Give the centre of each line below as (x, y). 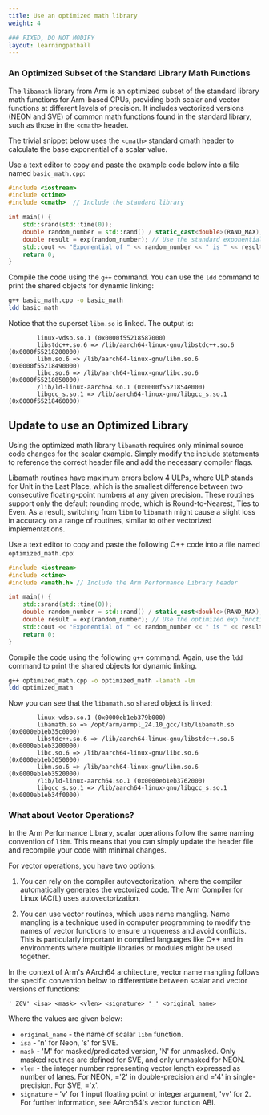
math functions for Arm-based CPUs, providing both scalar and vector (124, 99)
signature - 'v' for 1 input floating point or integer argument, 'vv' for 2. (135, 1093)
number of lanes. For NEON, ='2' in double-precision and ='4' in (125, 1076)
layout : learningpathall (50, 45)
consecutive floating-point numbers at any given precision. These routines (131, 494)
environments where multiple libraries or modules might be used (126, 947)
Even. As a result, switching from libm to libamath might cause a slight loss (132, 511)
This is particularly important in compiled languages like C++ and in (131, 939)
